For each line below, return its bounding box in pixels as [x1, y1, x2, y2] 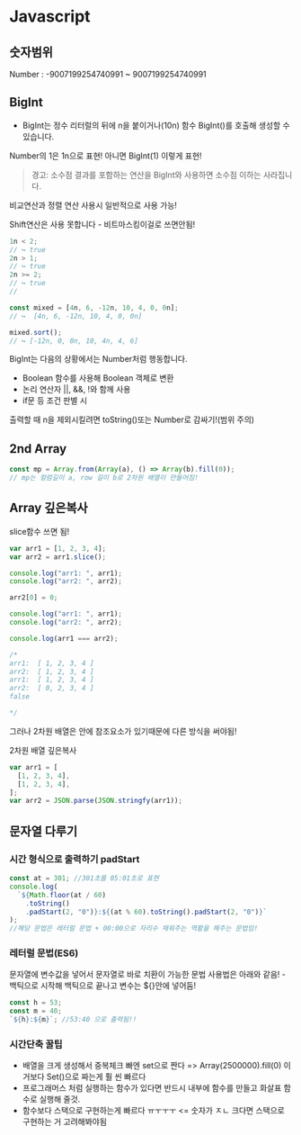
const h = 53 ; [9, 998, 63, 1007]
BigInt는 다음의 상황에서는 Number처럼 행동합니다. [9, 354, 188, 365]
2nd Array [9, 441, 67, 456]
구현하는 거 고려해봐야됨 [22, 1116, 108, 1127]
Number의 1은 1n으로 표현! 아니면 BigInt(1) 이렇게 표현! [9, 150, 202, 161]
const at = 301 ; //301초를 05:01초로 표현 [9, 874, 160, 883]
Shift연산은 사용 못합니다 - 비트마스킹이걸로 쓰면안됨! [9, 219, 196, 230]
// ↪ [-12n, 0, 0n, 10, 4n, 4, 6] [9, 336, 139, 346]
